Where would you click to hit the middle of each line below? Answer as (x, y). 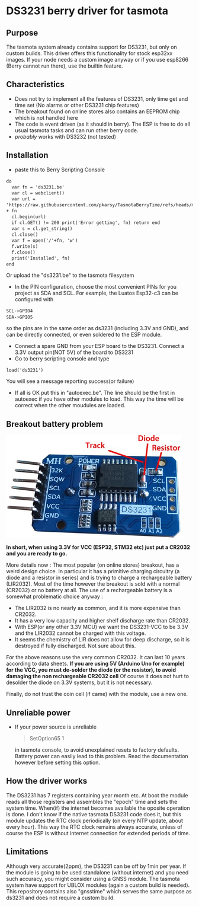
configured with (34, 299)
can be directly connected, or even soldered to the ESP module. (84, 335)
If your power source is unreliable (55, 727)
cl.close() (25, 234)
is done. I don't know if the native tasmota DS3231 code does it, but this (94, 814)
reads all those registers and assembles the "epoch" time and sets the (92, 801)
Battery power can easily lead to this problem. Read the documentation (101, 756)
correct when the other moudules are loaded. (70, 405)
